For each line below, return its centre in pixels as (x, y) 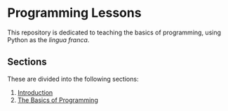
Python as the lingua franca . (48, 39)
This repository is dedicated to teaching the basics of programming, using (114, 32)
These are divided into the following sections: (73, 79)
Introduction (35, 92)
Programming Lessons (74, 13)
